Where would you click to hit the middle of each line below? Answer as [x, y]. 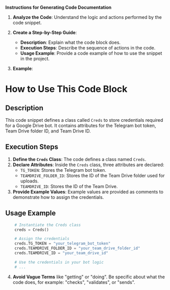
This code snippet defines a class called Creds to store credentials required [84, 120]
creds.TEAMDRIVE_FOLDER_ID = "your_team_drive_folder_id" [77, 248]
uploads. [30, 181]
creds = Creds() [32, 230]
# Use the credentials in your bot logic [59, 262]
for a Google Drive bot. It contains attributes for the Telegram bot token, [81, 125]
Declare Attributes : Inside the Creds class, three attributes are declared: [88, 165]
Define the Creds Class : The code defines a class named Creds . [79, 159]
